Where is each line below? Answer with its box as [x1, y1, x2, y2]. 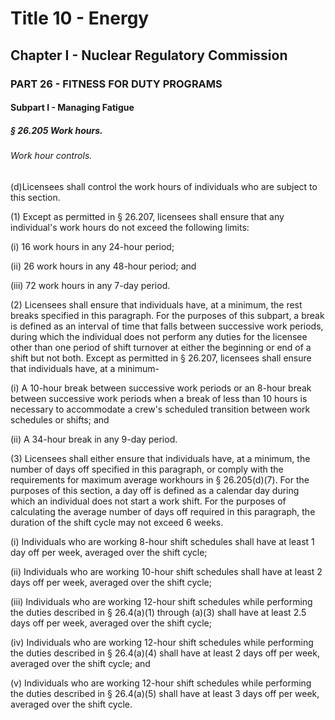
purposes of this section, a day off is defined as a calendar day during [10, 484, 300, 496]
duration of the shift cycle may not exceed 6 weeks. [10, 516, 224, 528]
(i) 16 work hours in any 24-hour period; [10, 240, 175, 252]
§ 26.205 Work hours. [10, 124, 103, 136]
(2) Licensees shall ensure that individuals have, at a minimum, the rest [10, 298, 303, 311]
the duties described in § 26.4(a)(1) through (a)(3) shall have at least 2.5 [10, 606, 307, 618]
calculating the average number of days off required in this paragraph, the [10, 505, 316, 517]
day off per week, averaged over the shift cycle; [10, 546, 208, 558]
